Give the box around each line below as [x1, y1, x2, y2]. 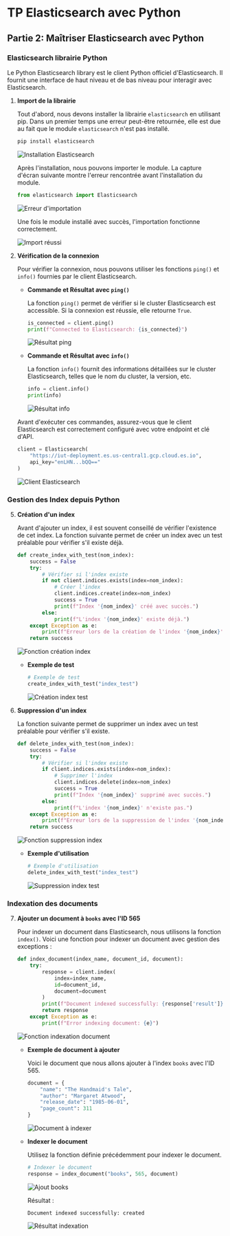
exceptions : [16, 943, 52, 951]
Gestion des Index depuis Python [7, 495, 120, 504]
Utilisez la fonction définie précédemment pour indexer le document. [27, 1151, 222, 1159]
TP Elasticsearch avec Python [7, 5, 181, 21]
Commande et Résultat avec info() [27, 351, 130, 360]
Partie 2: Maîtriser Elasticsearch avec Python [7, 32, 205, 44]
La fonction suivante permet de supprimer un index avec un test [16, 719, 198, 728]
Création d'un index [16, 510, 76, 518]
